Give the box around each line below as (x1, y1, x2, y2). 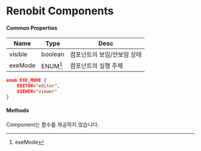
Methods (6, 107, 29, 114)
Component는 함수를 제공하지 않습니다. (6, 121, 99, 128)
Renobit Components (6, 4, 114, 18)
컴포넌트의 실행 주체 (69, 61, 123, 70)
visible (9, 50, 28, 58)
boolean (41, 50, 65, 58)
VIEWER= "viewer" (17, 88, 58, 95)
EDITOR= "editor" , (17, 83, 60, 89)
